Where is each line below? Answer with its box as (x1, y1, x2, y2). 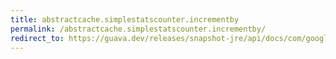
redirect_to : (10, 33, 65, 43)
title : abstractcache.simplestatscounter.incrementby (10, 14, 240, 25)
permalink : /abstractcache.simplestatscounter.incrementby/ (10, 24, 267, 34)
